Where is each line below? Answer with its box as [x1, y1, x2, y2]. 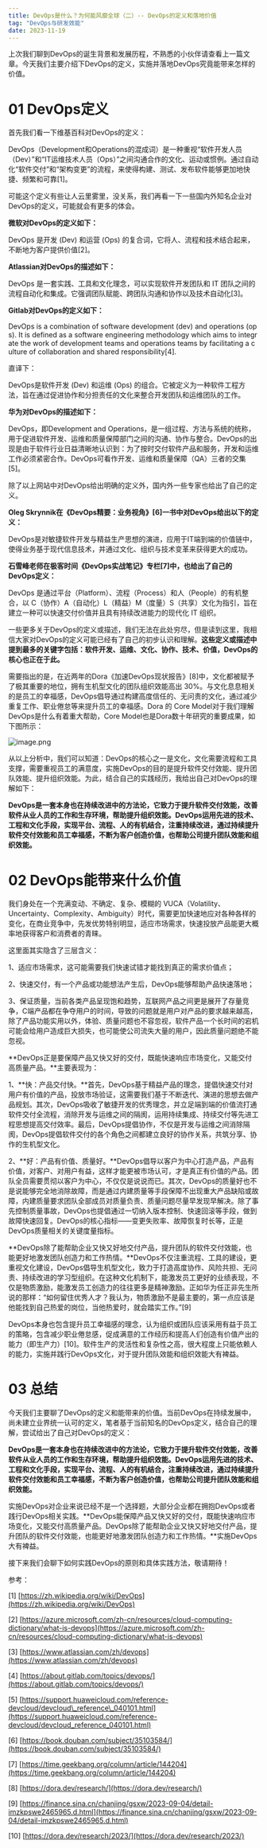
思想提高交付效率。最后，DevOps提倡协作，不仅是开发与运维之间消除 [14, 1119, 244, 1130]
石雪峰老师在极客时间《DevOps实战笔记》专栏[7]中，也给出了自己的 [8, 562, 233, 571]
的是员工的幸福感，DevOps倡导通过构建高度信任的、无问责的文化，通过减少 [8, 691, 257, 701]
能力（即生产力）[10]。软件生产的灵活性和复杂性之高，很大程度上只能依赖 [8, 1340, 250, 1349]
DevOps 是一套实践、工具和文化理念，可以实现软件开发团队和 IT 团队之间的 [8, 279, 256, 289]
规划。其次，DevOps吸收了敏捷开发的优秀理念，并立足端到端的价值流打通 [14, 1099, 257, 1110]
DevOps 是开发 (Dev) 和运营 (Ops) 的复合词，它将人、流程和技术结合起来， [8, 235, 255, 245]
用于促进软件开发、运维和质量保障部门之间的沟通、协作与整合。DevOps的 [8, 434, 250, 444]
